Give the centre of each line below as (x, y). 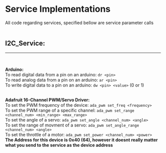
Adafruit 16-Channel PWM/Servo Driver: (47, 100)
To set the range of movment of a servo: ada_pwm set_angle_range (72, 125)
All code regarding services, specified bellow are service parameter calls (80, 23)
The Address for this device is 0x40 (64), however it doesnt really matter (82, 140)
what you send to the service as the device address (59, 145)
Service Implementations (58, 9)
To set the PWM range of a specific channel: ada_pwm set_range (70, 110)
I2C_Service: (25, 44)
